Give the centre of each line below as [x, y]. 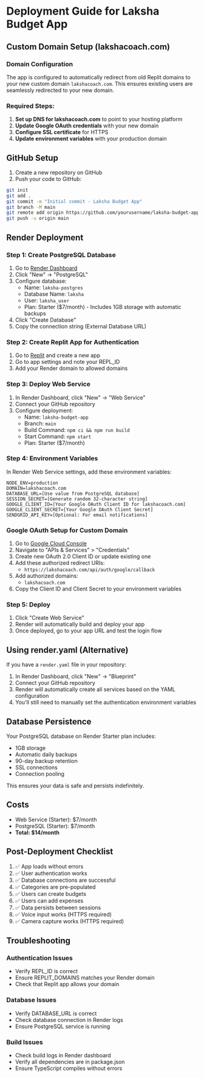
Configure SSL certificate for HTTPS [62, 132]
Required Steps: [30, 106]
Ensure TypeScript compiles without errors [69, 1068]
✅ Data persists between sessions [58, 907]
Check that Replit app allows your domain [67, 984]
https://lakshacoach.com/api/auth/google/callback [90, 570]
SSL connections [36, 768]
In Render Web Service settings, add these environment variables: [89, 472]
